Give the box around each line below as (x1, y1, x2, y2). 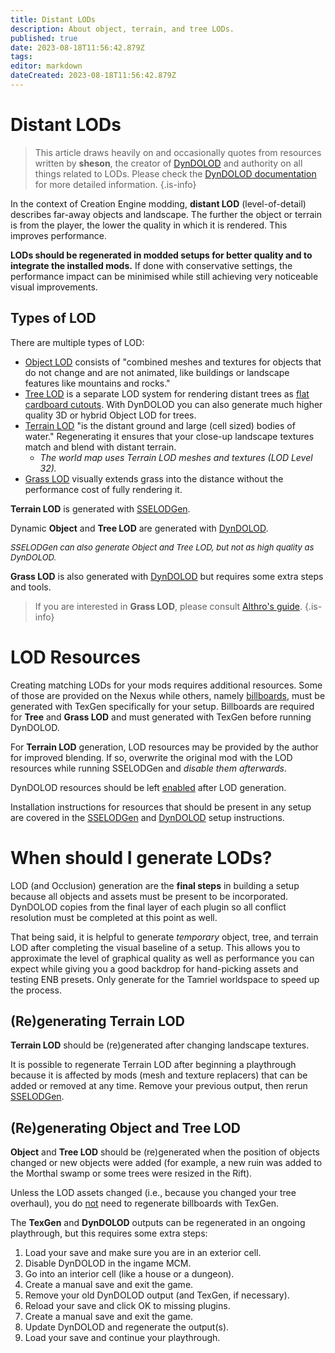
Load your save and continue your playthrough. (24, 1332, 221, 1344)
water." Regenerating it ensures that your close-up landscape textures (24, 430, 315, 442)
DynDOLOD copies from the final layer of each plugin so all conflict (10, 901, 287, 913)
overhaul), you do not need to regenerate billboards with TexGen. (10, 1197, 280, 1210)
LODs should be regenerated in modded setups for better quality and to (10, 249, 313, 261)
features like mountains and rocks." (24, 377, 171, 389)
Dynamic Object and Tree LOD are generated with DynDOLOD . (10, 522, 269, 534)
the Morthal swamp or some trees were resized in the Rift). (10, 1167, 253, 1180)
